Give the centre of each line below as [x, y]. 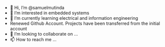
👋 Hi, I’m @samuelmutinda [37, 8]
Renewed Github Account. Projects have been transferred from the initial [85, 23]
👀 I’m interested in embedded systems [49, 13]
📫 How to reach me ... [33, 39]
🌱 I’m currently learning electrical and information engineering [74, 18]
